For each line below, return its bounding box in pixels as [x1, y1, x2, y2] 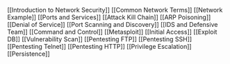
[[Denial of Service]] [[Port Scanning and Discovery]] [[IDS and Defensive [7, 21, 218, 28]
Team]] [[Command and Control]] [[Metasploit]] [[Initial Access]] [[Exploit [7, 28, 217, 36]
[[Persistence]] [7, 50, 50, 58]
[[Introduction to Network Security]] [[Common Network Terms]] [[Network [7, 6, 223, 14]
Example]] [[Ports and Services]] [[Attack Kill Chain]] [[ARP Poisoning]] [7, 13, 211, 21]
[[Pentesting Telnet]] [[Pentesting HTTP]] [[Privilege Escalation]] [7, 43, 192, 50]
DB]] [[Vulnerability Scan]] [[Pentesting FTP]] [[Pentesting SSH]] [7, 35, 192, 43]
